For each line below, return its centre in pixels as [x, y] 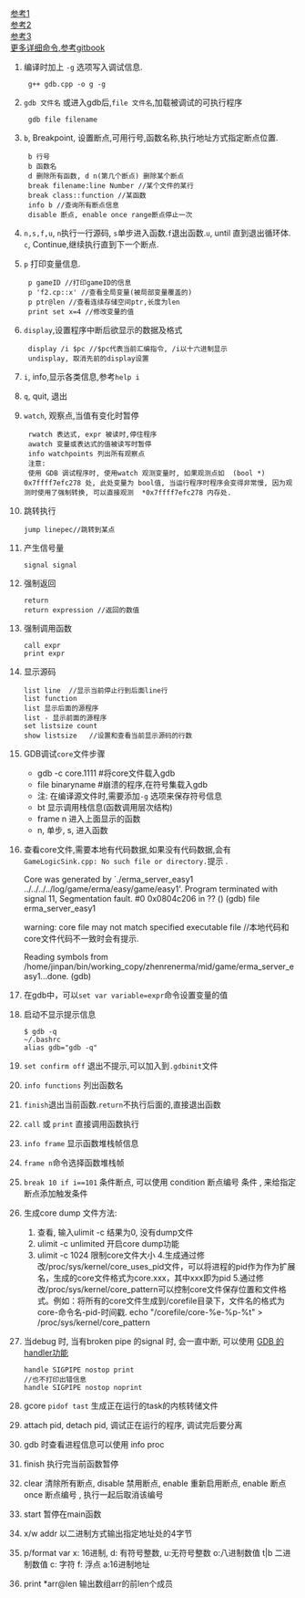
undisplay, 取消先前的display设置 [88, 359]
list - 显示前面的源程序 [65, 718]
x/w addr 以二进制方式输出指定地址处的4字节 [108, 1533]
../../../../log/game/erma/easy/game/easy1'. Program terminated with [151, 889]
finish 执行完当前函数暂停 [71, 1464]
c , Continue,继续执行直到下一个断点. [91, 244]
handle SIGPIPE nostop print [79, 1370]
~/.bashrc [42, 1039]
